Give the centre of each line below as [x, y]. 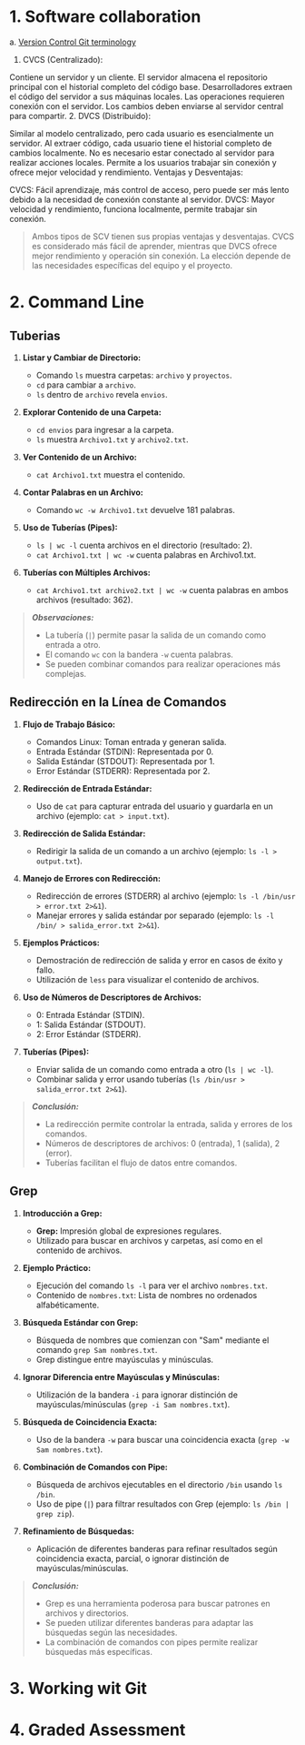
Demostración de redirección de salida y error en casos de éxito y [159, 960]
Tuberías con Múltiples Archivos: [87, 572]
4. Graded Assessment [98, 1730]
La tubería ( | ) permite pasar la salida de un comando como [155, 635]
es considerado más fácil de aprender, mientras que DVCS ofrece [154, 246]
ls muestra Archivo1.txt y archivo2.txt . [112, 439]
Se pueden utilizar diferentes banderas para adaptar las [149, 1622]
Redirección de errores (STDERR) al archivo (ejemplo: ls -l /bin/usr [166, 896]
